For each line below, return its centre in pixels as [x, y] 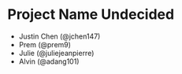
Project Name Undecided [91, 15]
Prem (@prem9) [45, 44]
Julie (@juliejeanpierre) [56, 53]
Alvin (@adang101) [49, 61]
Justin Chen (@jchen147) [59, 36]
